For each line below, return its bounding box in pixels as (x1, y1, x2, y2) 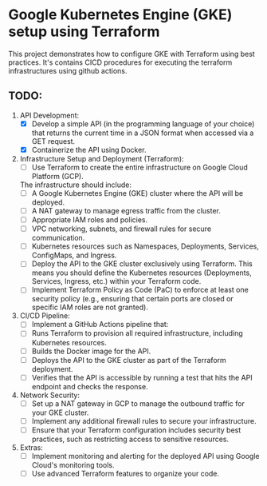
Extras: (19, 442, 44, 452)
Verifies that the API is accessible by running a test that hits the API (31, 372, 253, 382)
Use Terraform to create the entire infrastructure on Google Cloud (31, 162, 249, 172)
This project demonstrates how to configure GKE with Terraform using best (8, 49, 255, 58)
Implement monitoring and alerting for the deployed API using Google (31, 451, 260, 460)
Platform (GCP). (31, 171, 84, 181)
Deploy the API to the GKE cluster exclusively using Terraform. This (31, 259, 253, 269)
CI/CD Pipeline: (19, 311, 70, 321)
